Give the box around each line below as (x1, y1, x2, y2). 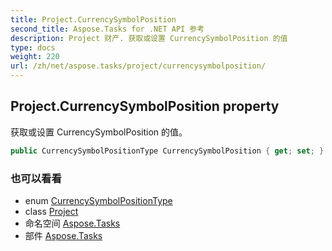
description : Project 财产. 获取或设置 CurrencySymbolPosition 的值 (10, 33, 288, 43)
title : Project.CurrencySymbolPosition (10, 14, 177, 25)
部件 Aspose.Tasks (24, 229, 103, 241)
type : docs (10, 42, 56, 53)
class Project (24, 205, 79, 217)
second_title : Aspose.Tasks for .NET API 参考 (10, 24, 205, 34)
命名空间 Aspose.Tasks (24, 217, 121, 229)
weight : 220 (10, 52, 60, 62)
